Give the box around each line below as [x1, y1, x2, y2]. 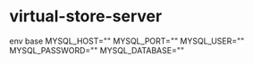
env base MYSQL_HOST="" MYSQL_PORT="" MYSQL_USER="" [9, 36, 245, 46]
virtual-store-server [9, 6, 163, 27]
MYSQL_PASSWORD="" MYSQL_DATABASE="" [9, 44, 185, 55]
